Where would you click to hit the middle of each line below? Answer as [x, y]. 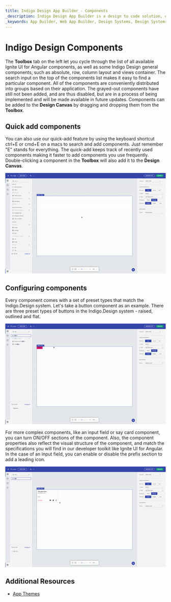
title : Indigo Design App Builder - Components [57, 11]
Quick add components [43, 126]
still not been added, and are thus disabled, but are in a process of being [81, 94]
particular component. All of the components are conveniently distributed [82, 83]
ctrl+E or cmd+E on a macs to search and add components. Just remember [84, 144]
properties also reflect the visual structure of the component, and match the [85, 443]
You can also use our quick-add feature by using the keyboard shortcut [80, 139]
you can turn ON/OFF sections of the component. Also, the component [79, 438]
